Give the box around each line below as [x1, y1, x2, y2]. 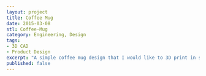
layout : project [6, 9, 48, 15]
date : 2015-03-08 [6, 20, 51, 26]
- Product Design [6, 49, 51, 55]
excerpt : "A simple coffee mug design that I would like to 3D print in [6, 55, 196, 61]
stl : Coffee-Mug [6, 26, 48, 32]
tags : [6, 37, 20, 44]
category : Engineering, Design [6, 32, 86, 38]
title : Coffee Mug [6, 15, 53, 21]
